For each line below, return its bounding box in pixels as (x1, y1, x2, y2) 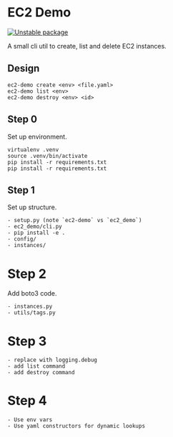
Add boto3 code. (7, 289, 57, 298)
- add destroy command (7, 369, 75, 376)
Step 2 (7, 266, 46, 282)
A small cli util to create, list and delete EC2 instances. (7, 41, 167, 50)
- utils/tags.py (7, 309, 56, 316)
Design (7, 62, 40, 75)
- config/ (7, 236, 37, 243)
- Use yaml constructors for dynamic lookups (7, 423, 145, 430)
